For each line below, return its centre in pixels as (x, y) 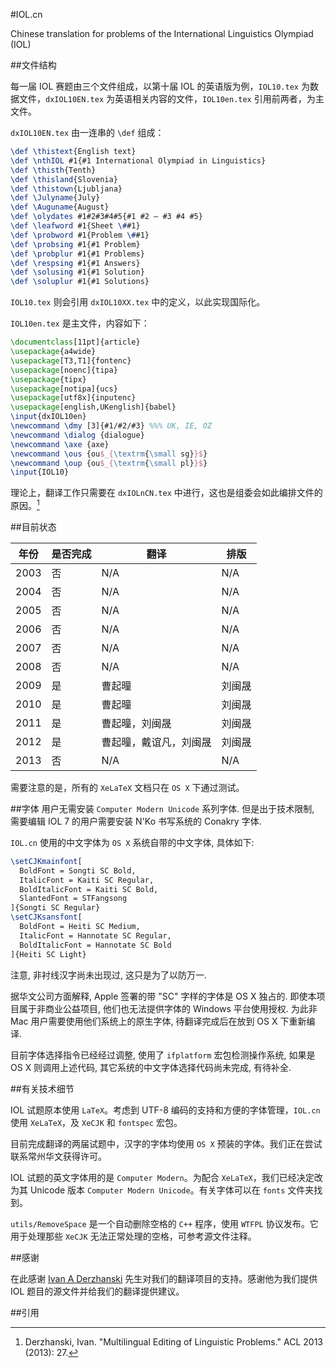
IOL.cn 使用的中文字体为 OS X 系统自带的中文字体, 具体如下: (132, 842)
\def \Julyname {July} (55, 198)
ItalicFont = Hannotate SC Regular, (95, 935)
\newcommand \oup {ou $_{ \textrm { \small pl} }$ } (109, 463)
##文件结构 (33, 65)
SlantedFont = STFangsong (73, 899)
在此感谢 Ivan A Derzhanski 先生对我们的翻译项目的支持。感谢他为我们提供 (164, 1278)
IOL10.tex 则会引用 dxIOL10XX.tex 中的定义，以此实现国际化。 (138, 302)
